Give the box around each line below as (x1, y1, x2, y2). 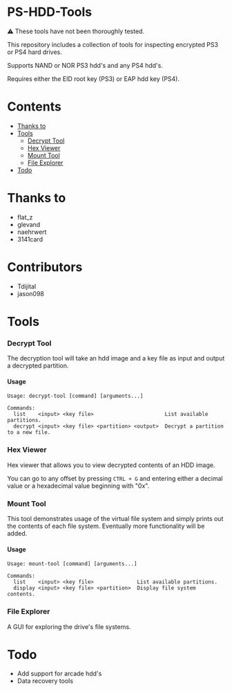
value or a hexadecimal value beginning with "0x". (7, 482, 150, 490)
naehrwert (17, 228, 47, 236)
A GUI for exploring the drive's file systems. (7, 622, 131, 630)
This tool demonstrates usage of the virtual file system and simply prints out (7, 515, 224, 523)
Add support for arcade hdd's (17, 669, 102, 678)
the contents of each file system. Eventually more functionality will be (7, 522, 205, 530)
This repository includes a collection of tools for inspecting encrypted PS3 (7, 40, 219, 48)
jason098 (17, 289, 45, 298)
